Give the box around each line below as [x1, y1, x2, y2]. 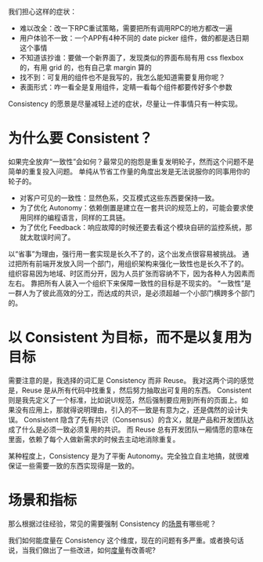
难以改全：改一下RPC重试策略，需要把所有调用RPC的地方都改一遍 [19, 24, 233, 33]
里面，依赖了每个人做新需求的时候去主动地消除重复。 [8, 434, 180, 443]
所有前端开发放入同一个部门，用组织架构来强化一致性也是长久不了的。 [21, 258, 248, 268]
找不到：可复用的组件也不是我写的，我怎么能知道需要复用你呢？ [19, 73, 225, 82]
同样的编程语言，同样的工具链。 [26, 213, 130, 222]
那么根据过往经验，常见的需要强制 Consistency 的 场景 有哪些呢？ [8, 519, 217, 528]
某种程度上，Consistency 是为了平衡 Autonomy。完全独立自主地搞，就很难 [8, 451, 250, 461]
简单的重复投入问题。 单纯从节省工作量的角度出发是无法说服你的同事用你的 [8, 166, 250, 176]
